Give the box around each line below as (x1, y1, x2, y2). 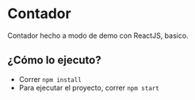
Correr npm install (18, 74, 82, 83)
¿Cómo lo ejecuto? (7, 54, 101, 67)
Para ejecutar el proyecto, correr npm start (18, 83, 159, 92)
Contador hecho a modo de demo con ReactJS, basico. (7, 31, 189, 40)
